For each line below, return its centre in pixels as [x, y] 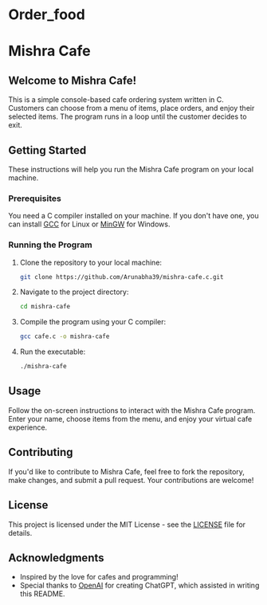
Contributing [41, 452]
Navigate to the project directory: [74, 292]
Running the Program [51, 245]
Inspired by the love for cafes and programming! [99, 577]
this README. [42, 594]
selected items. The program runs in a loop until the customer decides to [128, 116]
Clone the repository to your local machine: [90, 262]
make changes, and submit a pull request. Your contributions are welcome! [131, 480]
